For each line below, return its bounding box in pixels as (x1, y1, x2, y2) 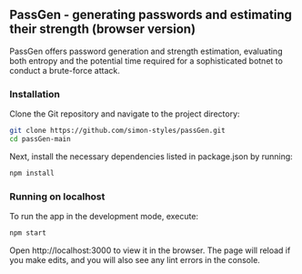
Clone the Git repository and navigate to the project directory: (9, 108, 240, 119)
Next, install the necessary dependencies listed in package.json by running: (9, 150, 293, 162)
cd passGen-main (9, 134, 71, 144)
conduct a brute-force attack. (9, 65, 120, 76)
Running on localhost (9, 190, 106, 203)
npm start (9, 228, 47, 238)
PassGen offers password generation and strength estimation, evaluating (9, 46, 283, 56)
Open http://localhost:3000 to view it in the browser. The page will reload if (9, 245, 291, 256)
